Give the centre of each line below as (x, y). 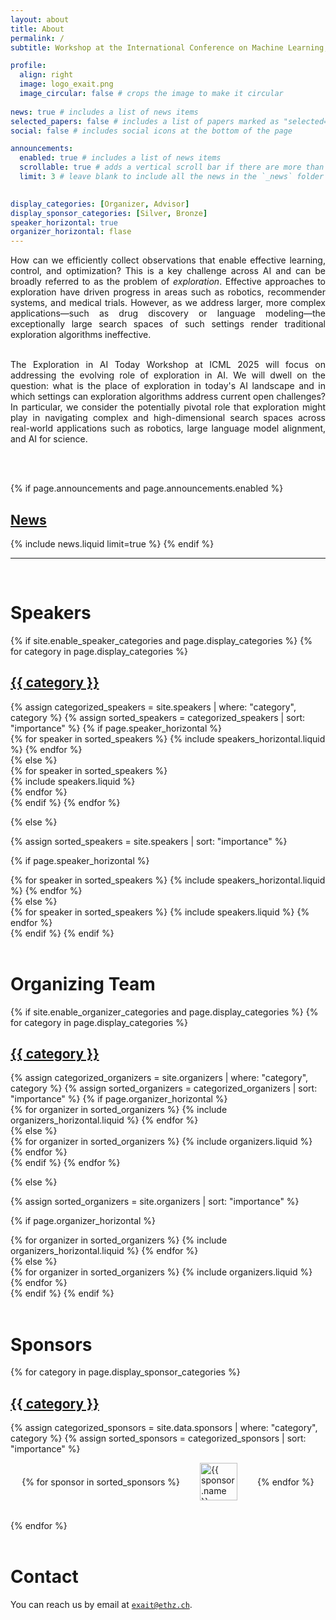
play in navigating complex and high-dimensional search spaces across (168, 418)
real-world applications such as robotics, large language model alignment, (168, 428)
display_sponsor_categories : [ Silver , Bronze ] (109, 213)
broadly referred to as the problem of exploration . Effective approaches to (168, 282)
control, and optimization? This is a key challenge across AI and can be (168, 271)
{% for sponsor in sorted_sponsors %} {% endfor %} (168, 1482)
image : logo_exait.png (66, 84)
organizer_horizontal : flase (71, 232)
